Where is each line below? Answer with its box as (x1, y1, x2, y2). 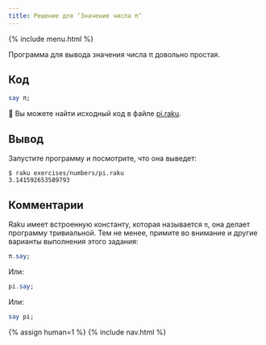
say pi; (8, 312, 35, 321)
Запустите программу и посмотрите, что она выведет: (8, 154, 197, 164)
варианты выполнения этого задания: (8, 236, 139, 246)
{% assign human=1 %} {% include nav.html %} (8, 327, 167, 337)
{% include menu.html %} (8, 34, 94, 44)
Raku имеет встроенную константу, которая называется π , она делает (8, 219, 251, 229)
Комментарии (8, 198, 84, 212)
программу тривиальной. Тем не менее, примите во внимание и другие (8, 227, 258, 238)
